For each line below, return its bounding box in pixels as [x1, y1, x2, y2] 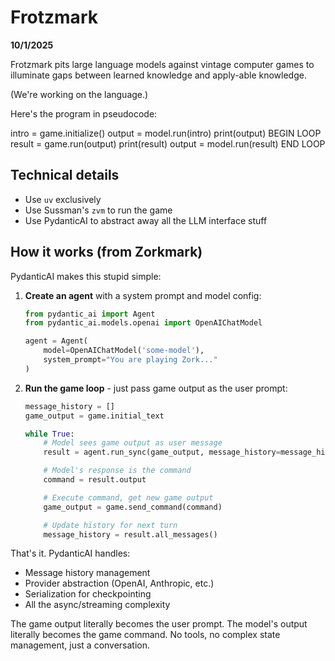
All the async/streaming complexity [24, 599, 171, 611]
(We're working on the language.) [10, 88, 149, 100]
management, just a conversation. [10, 639, 151, 651]
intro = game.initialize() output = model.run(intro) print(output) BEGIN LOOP [10, 127, 322, 139]
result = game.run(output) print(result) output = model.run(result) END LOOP [10, 137, 326, 150]
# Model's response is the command [43, 466, 192, 476]
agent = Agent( [24, 336, 89, 346]
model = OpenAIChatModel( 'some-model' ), [43, 346, 205, 356]
